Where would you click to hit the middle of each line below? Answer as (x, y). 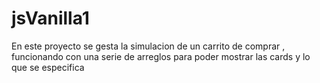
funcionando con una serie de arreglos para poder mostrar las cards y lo (161, 56)
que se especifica (48, 67)
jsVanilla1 (50, 18)
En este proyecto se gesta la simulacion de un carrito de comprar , (148, 46)
